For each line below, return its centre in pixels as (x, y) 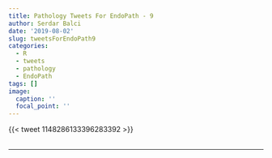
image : (19, 91)
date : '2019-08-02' (41, 31)
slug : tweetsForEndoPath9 (52, 38)
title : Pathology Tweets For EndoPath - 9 (81, 16)
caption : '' (36, 99)
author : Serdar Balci (45, 23)
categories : (28, 46)
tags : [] (23, 83)
